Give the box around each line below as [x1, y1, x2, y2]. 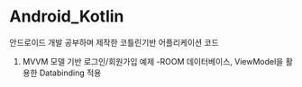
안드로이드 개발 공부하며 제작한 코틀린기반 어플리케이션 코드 [9, 37, 219, 48]
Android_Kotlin [9, 6, 124, 27]
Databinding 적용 [39, 67, 102, 78]
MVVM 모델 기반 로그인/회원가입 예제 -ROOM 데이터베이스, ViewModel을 [22, 56, 284, 66]
